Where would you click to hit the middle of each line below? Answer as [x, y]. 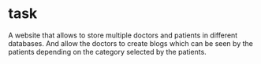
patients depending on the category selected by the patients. [107, 52]
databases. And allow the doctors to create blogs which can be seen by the [131, 43]
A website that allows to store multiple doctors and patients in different [123, 35]
